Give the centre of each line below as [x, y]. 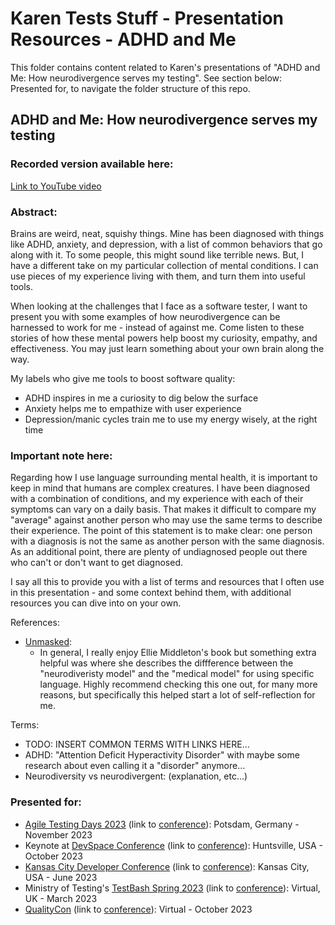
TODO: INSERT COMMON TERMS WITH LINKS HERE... [137, 744]
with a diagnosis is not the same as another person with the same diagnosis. [167, 541]
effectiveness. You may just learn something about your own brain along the [167, 348]
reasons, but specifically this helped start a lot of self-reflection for [177, 695]
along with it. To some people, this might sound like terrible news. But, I [157, 254]
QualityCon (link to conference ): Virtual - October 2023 [138, 909]
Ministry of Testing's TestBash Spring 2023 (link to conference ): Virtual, [172, 888]
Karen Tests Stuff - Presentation [147, 18]
